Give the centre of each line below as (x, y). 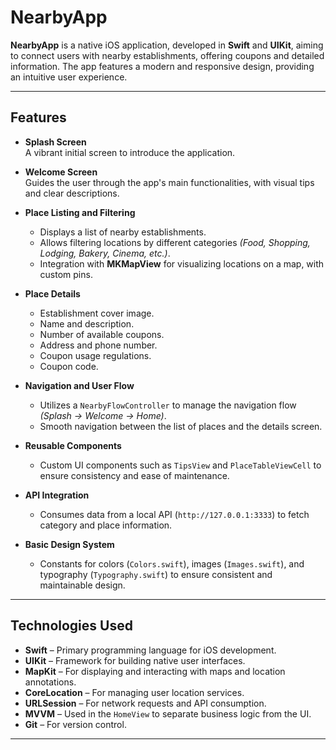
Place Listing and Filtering (80, 212)
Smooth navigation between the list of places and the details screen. (181, 426)
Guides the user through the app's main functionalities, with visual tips (169, 182)
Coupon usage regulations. (95, 355)
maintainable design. (82, 585)
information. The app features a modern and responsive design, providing (162, 66)
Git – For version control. (75, 724)
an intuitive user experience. (69, 77)
